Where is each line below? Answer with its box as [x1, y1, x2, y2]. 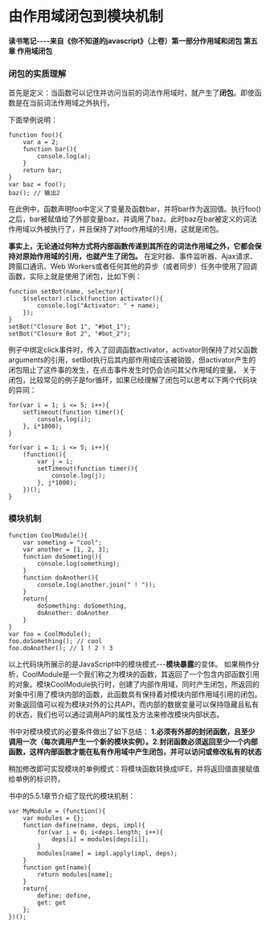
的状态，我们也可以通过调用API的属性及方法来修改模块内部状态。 [8, 710, 224, 720]
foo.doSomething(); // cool [8, 637, 103, 645]
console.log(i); [37, 415, 92, 423]
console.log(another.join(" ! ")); [37, 581, 157, 589]
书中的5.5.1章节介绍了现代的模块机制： [8, 791, 136, 801]
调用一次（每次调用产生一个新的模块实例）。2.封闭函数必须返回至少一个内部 [8, 737, 259, 747]
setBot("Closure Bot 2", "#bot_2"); [8, 330, 131, 338]
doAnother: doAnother [37, 609, 110, 617]
